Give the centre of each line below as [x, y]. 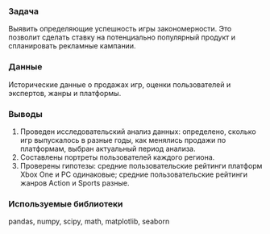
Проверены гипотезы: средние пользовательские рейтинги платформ [141, 165]
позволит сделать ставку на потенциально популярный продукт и [122, 37]
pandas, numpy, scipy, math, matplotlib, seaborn [89, 221]
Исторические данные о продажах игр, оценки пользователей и [120, 84]
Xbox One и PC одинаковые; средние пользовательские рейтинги [134, 174]
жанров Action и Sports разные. [75, 182]
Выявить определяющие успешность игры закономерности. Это [120, 29]
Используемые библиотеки [66, 203]
